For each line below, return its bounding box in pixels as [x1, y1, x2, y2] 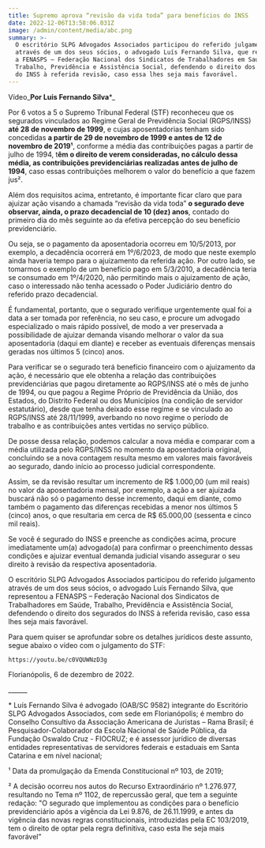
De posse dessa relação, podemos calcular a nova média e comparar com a [8, 436, 256, 445]
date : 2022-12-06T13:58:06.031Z [8, 19, 114, 27]
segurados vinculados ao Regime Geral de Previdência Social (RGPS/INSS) [8, 115, 252, 125]
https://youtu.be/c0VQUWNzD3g [8, 656, 108, 664]
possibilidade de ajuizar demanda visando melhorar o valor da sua [8, 330, 224, 339]
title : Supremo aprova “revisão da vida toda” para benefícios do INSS [8, 11, 248, 20]
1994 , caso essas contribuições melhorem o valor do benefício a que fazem [8, 166, 256, 176]
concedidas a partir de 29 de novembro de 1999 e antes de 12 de [8, 132, 222, 142]
